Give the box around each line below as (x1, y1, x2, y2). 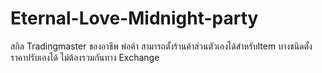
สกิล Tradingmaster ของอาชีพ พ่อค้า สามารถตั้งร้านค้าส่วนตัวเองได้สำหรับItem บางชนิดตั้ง (10, 40, 313, 52)
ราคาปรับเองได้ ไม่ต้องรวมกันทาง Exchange (10, 51, 160, 63)
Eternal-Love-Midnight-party (10, 7, 259, 30)
